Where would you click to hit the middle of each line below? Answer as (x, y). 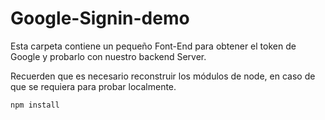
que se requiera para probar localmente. (93, 86)
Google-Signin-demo (100, 18)
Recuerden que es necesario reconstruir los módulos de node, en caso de (163, 76)
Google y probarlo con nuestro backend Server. (108, 56)
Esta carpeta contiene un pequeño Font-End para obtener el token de (153, 46)
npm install (35, 105)
